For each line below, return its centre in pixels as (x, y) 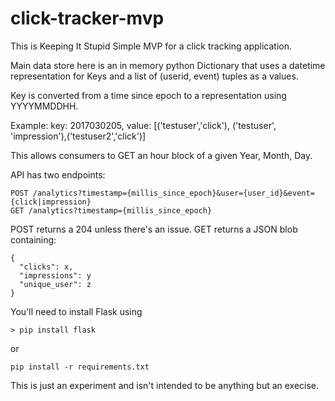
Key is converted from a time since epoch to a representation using (148, 95)
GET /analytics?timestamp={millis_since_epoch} (111, 210)
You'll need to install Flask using (76, 311)
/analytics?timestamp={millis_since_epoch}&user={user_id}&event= (173, 193)
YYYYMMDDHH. (44, 106)
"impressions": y (55, 275)
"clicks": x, (46, 267)
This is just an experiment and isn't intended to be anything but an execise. (165, 385)
